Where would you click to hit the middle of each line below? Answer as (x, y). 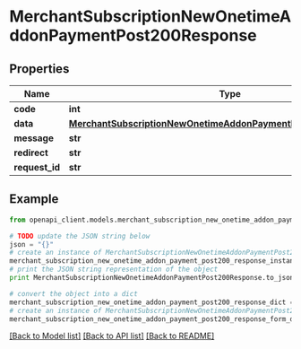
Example (34, 199)
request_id (37, 167)
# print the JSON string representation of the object (114, 270)
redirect (31, 153)
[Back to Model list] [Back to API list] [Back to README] (112, 336)
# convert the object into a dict (74, 293)
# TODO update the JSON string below (80, 236)
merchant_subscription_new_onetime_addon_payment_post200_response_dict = (152, 302)
